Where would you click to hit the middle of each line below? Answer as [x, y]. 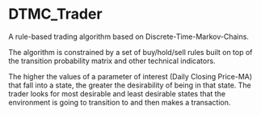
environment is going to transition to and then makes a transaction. [120, 102]
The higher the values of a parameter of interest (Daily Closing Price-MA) [130, 76]
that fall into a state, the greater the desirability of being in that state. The [130, 85]
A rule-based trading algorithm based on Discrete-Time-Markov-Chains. [128, 36]
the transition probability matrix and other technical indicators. [112, 61]
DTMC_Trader [55, 14]
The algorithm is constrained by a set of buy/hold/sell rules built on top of [130, 52]
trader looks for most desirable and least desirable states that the [117, 93]
